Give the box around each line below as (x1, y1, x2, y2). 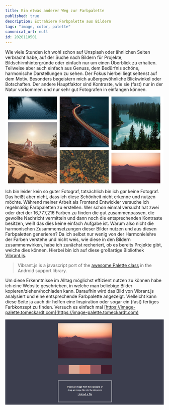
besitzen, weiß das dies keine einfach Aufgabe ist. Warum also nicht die (5, 220, 154, 226)
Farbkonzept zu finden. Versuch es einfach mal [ (5, 304, 106, 310)
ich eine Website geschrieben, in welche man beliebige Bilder (5, 283, 133, 289)
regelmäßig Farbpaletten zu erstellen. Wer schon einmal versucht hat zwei (5, 204, 159, 211)
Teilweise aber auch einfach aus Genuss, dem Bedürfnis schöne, (5, 65, 140, 71)
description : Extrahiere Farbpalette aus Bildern (5, 19, 112, 24)
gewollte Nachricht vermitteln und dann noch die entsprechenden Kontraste (5, 215, 162, 221)
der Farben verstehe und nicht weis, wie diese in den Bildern (5, 236, 131, 242)
